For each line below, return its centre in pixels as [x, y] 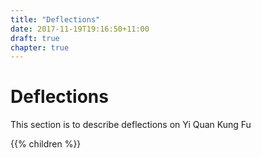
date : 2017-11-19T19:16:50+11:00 [80, 29]
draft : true [35, 38]
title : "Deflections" [55, 19]
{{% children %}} [46, 144]
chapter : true [40, 47]
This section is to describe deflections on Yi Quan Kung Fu [131, 125]
